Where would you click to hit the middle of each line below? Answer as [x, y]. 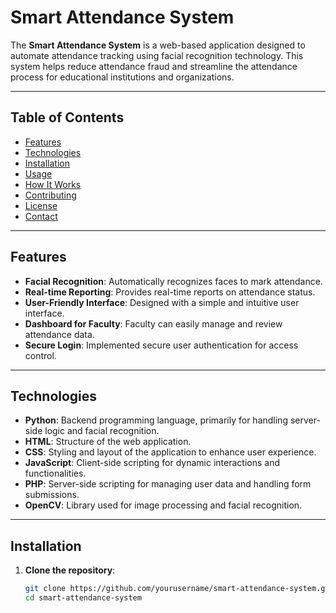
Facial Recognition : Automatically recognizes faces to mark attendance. [173, 281]
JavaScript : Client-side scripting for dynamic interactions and [152, 463]
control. [40, 355]
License [41, 205]
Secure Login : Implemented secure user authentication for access [161, 345]
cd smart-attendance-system [83, 598]
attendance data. [59, 334]
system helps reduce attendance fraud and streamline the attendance [154, 66]
